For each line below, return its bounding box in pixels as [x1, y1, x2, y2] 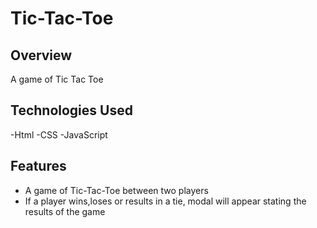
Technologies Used [10, 102, 133, 119]
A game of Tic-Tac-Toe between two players [24, 184, 209, 196]
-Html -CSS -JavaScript [10, 128, 108, 141]
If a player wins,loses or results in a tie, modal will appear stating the [24, 195, 307, 207]
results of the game [24, 205, 106, 217]
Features [10, 158, 67, 175]
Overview [10, 47, 73, 64]
